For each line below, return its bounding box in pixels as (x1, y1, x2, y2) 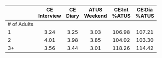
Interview (38, 12, 61, 19)
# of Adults (7, 21, 34, 28)
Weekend (84, 12, 107, 19)
